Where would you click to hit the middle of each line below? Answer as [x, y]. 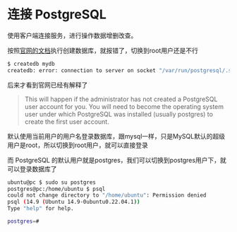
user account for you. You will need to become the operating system [124, 106]
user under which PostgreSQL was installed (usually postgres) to [119, 114]
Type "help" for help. [41, 209]
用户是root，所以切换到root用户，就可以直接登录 [78, 145]
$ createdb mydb [31, 64]
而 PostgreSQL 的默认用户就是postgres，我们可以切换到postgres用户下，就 [117, 160]
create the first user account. [67, 122]
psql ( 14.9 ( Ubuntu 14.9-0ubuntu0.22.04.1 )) [74, 202]
